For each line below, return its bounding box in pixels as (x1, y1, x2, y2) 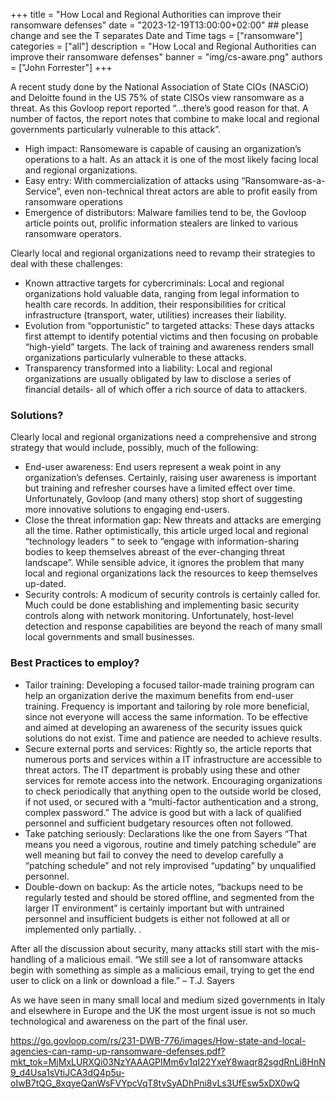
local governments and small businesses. (24, 631, 195, 643)
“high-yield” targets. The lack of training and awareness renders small (24, 341, 315, 353)
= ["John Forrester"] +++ (10, 62, 113, 73)
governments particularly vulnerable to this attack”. (10, 124, 221, 135)
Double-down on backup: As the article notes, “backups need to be (24, 880, 303, 893)
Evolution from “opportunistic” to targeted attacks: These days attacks (24, 320, 315, 331)
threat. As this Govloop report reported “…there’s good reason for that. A (10, 102, 309, 114)
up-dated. (24, 578, 67, 590)
